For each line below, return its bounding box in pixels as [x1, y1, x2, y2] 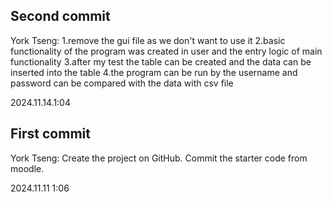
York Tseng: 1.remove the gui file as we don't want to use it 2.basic [10, 34, 286, 46]
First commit [10, 125, 91, 143]
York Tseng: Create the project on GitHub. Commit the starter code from [10, 152, 308, 164]
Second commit [10, 8, 111, 25]
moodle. [10, 162, 45, 174]
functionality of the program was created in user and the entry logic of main [10, 45, 323, 57]
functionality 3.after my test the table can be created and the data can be [10, 55, 312, 68]
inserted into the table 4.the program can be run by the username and [10, 66, 298, 78]
